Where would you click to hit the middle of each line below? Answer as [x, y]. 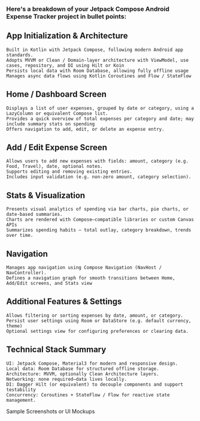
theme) [14, 326]
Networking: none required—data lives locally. [67, 379]
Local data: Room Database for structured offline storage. [83, 369]
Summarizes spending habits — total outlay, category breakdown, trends [99, 230]
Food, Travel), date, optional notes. [54, 167]
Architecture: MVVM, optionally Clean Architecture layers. [83, 374]
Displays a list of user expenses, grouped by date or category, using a [100, 108]
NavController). [26, 273]
